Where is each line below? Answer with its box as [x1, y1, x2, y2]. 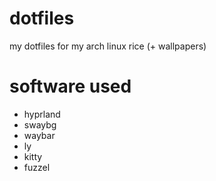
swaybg [23, 118, 57, 131]
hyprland [23, 108, 61, 120]
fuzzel [23, 161, 51, 173]
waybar [23, 129, 56, 141]
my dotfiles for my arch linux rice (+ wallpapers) [9, 40, 207, 52]
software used [9, 75, 132, 98]
